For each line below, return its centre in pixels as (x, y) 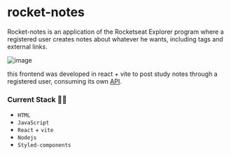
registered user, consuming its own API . (65, 81)
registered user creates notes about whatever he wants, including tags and (115, 39)
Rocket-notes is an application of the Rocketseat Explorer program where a (115, 32)
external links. (27, 46)
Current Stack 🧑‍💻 (37, 99)
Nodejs (27, 138)
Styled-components (44, 145)
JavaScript (33, 123)
